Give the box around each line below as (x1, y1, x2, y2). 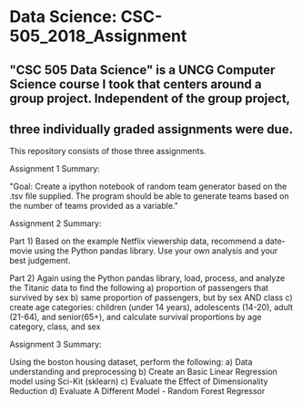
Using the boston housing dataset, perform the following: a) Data (9, 357, 253, 368)
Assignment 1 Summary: (9, 163, 100, 174)
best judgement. (9, 255, 71, 266)
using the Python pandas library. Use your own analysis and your (34, 245, 278, 256)
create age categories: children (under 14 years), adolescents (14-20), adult (9, 302, 294, 313)
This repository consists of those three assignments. (9, 146, 206, 157)
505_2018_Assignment (9, 26, 187, 47)
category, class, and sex (9, 321, 101, 332)
